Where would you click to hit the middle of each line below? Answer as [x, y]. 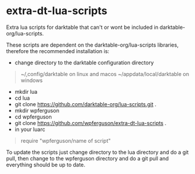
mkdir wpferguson [37, 110]
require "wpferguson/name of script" [66, 140]
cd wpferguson [33, 117]
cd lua [22, 98]
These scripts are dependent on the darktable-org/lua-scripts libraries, [92, 45]
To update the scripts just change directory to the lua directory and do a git [97, 152]
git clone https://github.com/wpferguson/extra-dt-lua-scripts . [90, 123]
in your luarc [30, 129]
